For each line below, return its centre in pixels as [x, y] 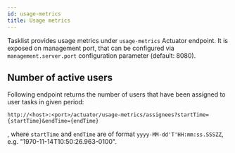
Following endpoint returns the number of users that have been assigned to [116, 94]
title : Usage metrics [39, 20]
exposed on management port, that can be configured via [91, 48]
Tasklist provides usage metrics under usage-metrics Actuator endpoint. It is [118, 40]
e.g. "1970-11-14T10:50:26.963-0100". [62, 142]
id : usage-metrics [34, 14]
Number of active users [60, 77]
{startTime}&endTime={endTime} [53, 121]
